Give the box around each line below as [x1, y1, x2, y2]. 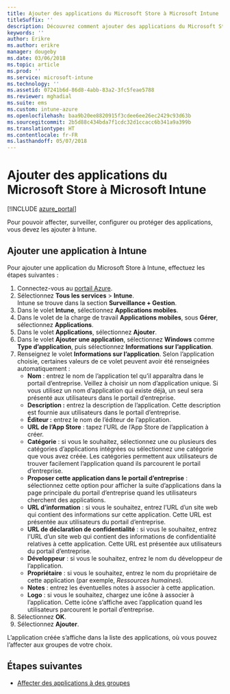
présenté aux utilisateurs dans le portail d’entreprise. [27, 393, 176, 402]
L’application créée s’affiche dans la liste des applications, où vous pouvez [7, 633, 218, 641]
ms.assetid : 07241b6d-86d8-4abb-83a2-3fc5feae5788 [7, 87, 155, 93]
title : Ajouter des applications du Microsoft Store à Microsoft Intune [7, 10, 219, 17]
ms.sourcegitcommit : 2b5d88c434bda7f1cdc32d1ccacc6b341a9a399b [7, 118, 192, 126]
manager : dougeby [7, 49, 57, 56]
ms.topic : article [7, 61, 60, 68]
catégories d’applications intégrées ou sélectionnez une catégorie [27, 445, 214, 453]
